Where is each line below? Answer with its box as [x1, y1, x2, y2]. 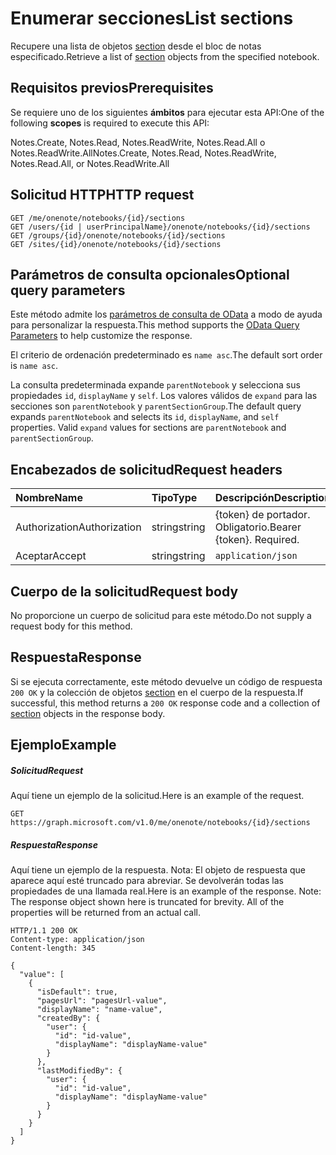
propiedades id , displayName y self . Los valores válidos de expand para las [10, 390, 318, 402]
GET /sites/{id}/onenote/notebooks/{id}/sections [10, 239, 222, 249]
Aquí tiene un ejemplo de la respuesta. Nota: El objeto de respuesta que [10, 864, 307, 876]
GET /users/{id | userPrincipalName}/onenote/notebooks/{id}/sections [10, 222, 311, 232]
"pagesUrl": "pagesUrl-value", [36, 996, 168, 1006]
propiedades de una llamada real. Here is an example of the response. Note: [10, 885, 322, 897]
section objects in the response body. [10, 707, 166, 719]
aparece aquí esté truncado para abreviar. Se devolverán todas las [10, 875, 284, 887]
